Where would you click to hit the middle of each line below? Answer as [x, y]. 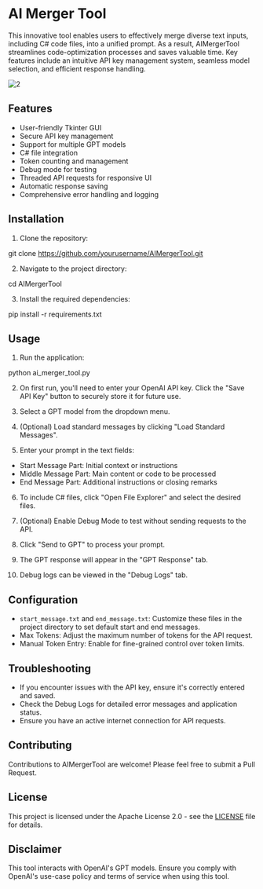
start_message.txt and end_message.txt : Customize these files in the [131, 619]
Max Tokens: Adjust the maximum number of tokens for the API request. [136, 635]
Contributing [40, 746]
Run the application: [52, 357]
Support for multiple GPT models [73, 144]
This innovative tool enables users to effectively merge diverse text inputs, [128, 35]
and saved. [37, 695]
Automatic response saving [64, 186]
